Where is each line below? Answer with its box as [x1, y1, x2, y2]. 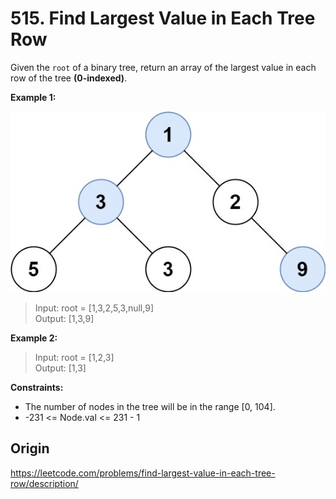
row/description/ [10, 477, 79, 489]
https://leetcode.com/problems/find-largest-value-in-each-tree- [10, 467, 276, 479]
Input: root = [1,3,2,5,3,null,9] [34, 302, 154, 314]
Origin [10, 440, 50, 457]
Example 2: [10, 332, 58, 344]
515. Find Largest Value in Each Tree [10, 7, 316, 30]
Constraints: [10, 381, 64, 393]
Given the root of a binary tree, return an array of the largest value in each [10, 61, 317, 73]
